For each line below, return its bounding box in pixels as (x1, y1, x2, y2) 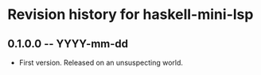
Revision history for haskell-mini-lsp (7, 6, 254, 24)
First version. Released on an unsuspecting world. (18, 58, 184, 67)
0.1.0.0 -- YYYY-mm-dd (7, 37, 129, 51)
